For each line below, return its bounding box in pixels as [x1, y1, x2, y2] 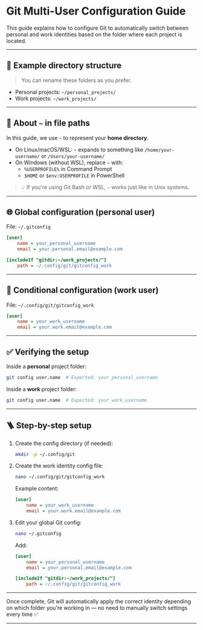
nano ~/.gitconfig [14, 531, 62, 537]
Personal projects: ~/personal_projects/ [14, 88, 116, 95]
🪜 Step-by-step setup [6, 420, 92, 431]
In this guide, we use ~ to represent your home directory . [6, 134, 149, 141]
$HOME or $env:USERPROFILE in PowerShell [24, 172, 125, 179]
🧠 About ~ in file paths [6, 118, 91, 129]
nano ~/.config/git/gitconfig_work [14, 474, 105, 480]
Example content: [14, 485, 59, 492]
